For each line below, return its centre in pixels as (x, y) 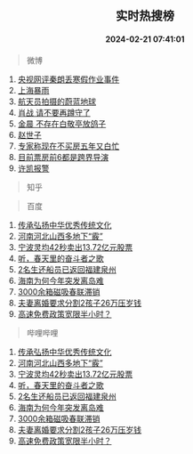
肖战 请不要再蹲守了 (54, 112)
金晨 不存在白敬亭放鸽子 (62, 124)
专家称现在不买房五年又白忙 (68, 146)
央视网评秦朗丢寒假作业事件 (68, 79)
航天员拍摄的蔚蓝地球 (56, 101)
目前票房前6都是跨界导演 (63, 157)
